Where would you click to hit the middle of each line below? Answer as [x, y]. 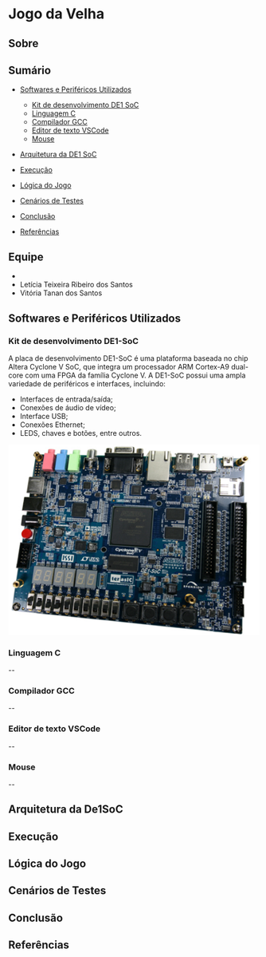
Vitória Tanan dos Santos [61, 293]
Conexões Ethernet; [52, 425]
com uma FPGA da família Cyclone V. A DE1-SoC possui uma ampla [135, 375]
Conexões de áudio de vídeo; [68, 407]
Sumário [30, 70]
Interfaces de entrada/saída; [66, 399]
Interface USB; [44, 416]
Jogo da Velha [57, 14]
